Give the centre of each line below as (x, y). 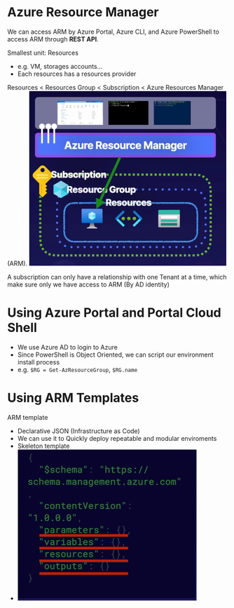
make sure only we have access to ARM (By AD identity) (88, 284)
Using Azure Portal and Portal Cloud (115, 313)
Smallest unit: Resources (43, 53)
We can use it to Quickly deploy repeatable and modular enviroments (117, 438)
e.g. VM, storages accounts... (60, 66)
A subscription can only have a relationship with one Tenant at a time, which (117, 277)
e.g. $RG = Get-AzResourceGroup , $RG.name (77, 369)
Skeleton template (43, 446)
